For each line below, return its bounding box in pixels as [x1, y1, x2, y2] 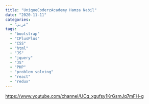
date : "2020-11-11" [5, 12, 47, 17]
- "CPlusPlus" [10, 36, 40, 41]
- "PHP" [10, 65, 27, 70]
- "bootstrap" [10, 31, 40, 36]
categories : [5, 17, 31, 22]
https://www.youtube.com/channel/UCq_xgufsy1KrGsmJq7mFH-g [5, 93, 144, 99]
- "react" [10, 74, 31, 79]
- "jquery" [10, 55, 33, 60]
